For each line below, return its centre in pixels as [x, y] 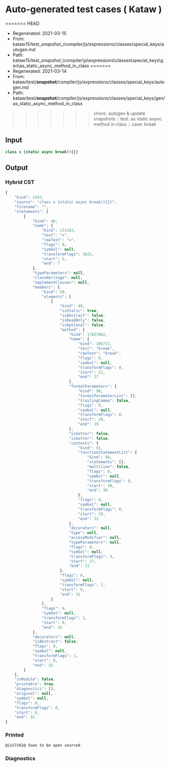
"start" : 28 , [92, 420]
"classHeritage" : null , [57, 278]
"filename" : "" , [32, 207]
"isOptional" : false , [82, 325]
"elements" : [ [56, 297]
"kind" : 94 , [100, 457]
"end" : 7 [50, 264]
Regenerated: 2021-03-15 [40, 33]
